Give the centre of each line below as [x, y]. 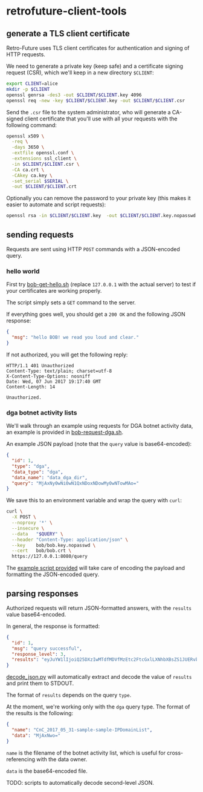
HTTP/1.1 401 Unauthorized [40, 365]
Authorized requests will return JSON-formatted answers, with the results [99, 608]
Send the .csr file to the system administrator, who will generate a [89, 112]
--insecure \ [28, 528]
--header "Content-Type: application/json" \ [70, 540]
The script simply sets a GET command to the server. [71, 303]
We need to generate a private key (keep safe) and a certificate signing [95, 66]
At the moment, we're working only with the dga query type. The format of [98, 707]
